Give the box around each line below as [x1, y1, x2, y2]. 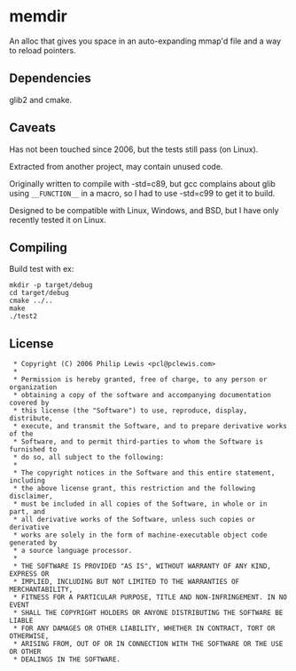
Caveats [9, 120, 56, 135]
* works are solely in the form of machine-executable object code [12, 531, 268, 539]
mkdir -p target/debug [9, 281, 93, 290]
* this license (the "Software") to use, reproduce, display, [12, 406, 248, 415]
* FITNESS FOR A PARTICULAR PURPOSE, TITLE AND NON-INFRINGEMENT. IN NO [12, 593, 288, 602]
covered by [9, 398, 50, 408]
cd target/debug [9, 289, 69, 298]
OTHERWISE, [9, 632, 50, 641]
